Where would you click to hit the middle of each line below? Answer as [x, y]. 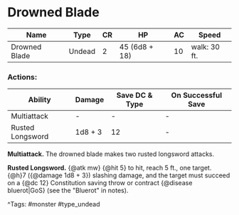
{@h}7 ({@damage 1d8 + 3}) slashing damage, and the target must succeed [119, 175]
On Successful [197, 95]
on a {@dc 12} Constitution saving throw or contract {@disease [100, 183]
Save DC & [134, 95]
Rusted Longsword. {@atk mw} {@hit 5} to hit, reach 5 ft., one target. [110, 168]
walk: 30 [206, 47]
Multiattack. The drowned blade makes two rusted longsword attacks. [111, 154]
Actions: [22, 77]
